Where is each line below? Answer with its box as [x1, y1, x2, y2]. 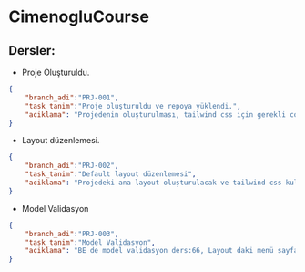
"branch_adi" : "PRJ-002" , [25, 162, 119, 171]
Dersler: [8, 43, 56, 58]
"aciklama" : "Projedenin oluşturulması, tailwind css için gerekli [25, 110, 286, 120]
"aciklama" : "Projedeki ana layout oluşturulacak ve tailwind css [25, 178, 282, 187]
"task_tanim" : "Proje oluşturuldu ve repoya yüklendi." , [25, 101, 242, 110]
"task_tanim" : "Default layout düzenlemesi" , [25, 170, 197, 179]
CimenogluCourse [8, 6, 149, 27]
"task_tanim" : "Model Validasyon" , [25, 237, 156, 247]
